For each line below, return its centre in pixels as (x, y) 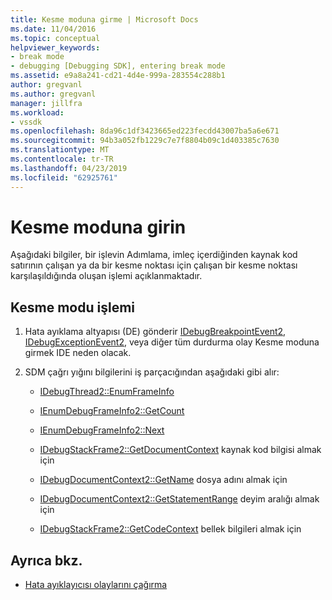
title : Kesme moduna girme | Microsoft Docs (104, 19)
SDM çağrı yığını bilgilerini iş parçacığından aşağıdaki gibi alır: (152, 372)
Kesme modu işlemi (73, 307)
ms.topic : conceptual (55, 38)
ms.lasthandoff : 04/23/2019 (69, 168)
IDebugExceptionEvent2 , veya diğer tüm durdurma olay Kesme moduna (172, 342)
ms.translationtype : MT (60, 150)
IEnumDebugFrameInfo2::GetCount (112, 411)
